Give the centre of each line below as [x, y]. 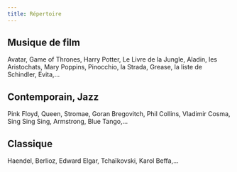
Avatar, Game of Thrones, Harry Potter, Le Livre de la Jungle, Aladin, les [112, 59]
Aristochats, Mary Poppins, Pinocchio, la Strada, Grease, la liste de [105, 67]
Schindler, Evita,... [34, 74]
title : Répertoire [34, 14]
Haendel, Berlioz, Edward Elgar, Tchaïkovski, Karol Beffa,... [93, 161]
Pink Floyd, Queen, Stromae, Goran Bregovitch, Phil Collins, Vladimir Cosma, [119, 114]
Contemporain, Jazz [53, 97]
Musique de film [44, 43]
